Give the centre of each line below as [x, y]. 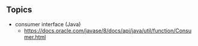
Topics [19, 10]
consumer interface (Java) [48, 24]
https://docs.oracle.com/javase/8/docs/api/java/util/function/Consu [108, 30]
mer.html [35, 37]
